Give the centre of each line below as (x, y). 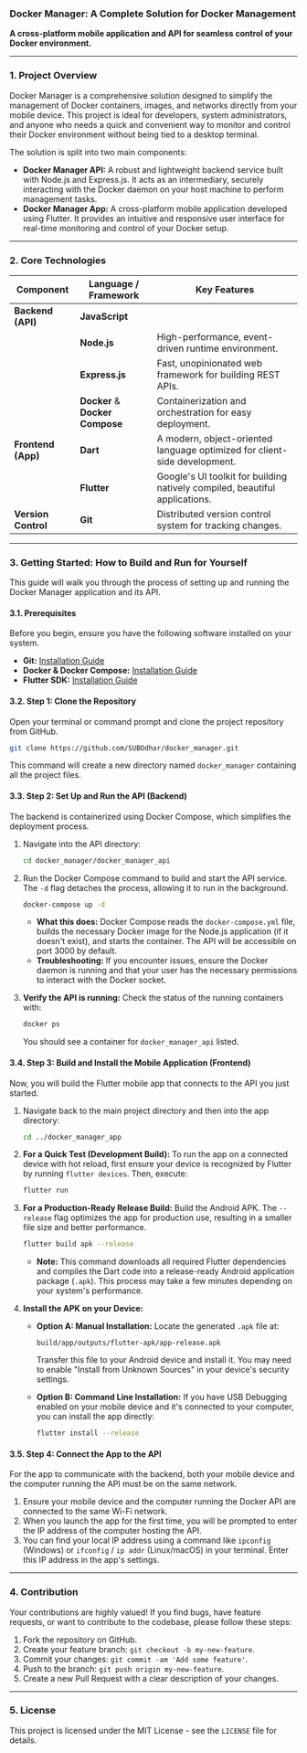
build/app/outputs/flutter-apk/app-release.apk (128, 1343)
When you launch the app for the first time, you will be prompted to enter (160, 1521)
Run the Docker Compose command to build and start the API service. (155, 878)
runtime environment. (232, 348)
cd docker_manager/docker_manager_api (96, 861)
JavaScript (104, 316)
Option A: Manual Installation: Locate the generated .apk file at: (158, 1326)
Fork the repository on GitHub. (80, 1640)
